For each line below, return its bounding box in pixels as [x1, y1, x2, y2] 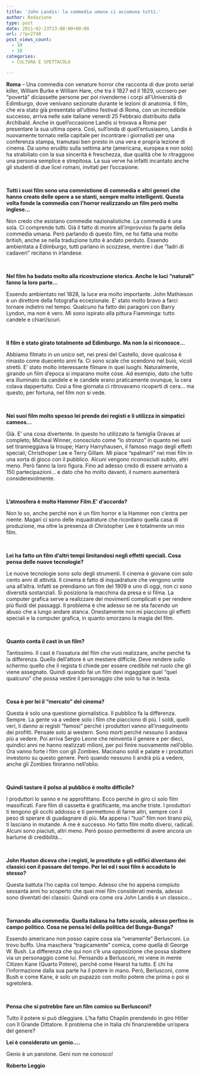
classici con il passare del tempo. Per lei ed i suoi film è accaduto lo [6, 863, 176, 870]
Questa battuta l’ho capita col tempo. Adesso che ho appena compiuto [6, 881, 180, 888]
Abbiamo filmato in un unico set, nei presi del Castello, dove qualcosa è [6, 351, 182, 358]
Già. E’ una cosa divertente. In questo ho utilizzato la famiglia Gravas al [6, 430, 180, 437]
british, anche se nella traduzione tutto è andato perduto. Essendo [6, 236, 169, 243]
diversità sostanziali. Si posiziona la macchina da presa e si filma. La [6, 588, 174, 596]
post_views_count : [6, 37, 52, 43]
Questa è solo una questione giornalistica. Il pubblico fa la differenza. [6, 709, 176, 717]
